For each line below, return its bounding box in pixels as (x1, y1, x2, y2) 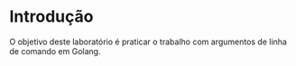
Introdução (9, 6, 94, 27)
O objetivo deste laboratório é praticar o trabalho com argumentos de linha (9, 36, 287, 47)
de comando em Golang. (9, 45, 101, 56)
